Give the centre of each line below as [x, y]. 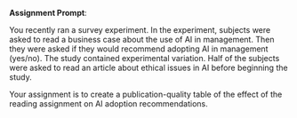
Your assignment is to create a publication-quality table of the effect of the [146, 94]
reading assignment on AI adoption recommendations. [109, 104]
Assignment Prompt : [48, 13]
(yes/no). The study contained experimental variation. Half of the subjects [144, 58]
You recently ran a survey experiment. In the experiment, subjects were [140, 30]
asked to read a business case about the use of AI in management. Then [142, 39]
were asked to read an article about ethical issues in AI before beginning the [148, 67]
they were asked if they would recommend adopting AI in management [139, 49]
